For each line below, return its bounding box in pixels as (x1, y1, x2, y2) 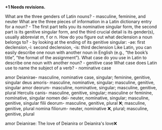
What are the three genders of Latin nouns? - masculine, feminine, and (5, 14, 146, 19)
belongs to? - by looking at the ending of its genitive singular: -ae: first (5, 39, 146, 45)
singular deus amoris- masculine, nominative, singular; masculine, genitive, (5, 80, 155, 85)
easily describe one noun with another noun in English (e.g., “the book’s (5, 49, 148, 55)
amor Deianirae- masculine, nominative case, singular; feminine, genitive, (5, 75, 151, 80)
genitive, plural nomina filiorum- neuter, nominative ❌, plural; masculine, (5, 106, 148, 111)
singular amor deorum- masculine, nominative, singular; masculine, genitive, (5, 85, 157, 90)
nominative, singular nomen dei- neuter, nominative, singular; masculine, (5, 95, 150, 101)
